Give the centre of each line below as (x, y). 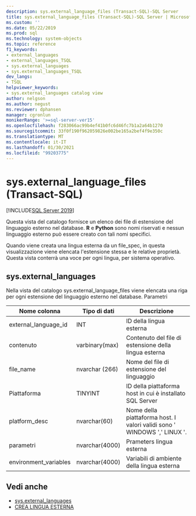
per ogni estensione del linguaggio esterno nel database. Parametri (87, 297)
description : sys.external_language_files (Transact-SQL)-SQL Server (92, 11)
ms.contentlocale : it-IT (36, 142)
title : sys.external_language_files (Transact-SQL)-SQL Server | (87, 17)
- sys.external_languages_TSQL (44, 71)
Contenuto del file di (154, 338)
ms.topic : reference (31, 44)
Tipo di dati (99, 311)
